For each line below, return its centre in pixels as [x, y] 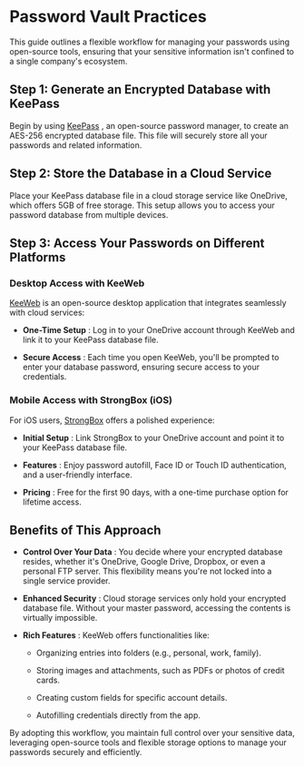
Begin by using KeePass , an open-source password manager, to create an [149, 125]
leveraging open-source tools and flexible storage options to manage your [148, 742]
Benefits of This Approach [85, 530]
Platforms [38, 257]
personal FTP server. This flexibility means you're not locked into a [147, 571]
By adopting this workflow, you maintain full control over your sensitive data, [152, 733]
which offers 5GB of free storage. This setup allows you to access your [142, 205]
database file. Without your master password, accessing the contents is [157, 608]
